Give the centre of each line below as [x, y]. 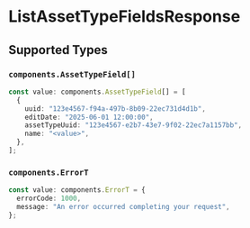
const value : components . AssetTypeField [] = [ [97, 92]
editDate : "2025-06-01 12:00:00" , [89, 117]
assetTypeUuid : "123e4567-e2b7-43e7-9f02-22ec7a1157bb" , [134, 125]
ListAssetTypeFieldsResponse [125, 17]
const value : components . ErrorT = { [77, 190]
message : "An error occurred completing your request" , [123, 206]
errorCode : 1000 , [49, 199]
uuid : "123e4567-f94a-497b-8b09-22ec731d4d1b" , [115, 109]
